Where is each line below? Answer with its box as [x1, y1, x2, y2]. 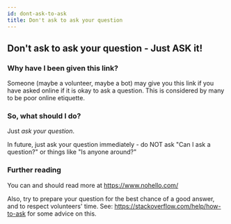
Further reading [7, 165, 61, 175]
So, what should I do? [7, 111, 81, 121]
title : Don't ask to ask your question [7, 17, 123, 24]
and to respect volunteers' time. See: [7, 202, 113, 210]
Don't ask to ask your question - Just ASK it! [7, 42, 203, 54]
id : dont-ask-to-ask [7, 10, 67, 17]
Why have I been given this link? [7, 63, 118, 73]
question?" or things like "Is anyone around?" [7, 147, 137, 157]
